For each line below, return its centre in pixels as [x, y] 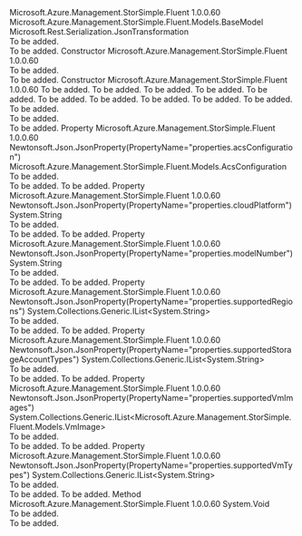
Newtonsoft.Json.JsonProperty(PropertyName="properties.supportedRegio [151, 302]
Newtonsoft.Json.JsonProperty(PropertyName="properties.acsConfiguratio [151, 147]
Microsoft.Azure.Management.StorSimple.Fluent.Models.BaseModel [136, 22]
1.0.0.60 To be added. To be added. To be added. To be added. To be [138, 89]
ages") [22, 407]
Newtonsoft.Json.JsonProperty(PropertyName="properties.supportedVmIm [151, 398]
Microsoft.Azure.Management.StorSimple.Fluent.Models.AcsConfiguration [148, 166]
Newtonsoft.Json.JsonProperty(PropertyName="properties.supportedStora [151, 350]
